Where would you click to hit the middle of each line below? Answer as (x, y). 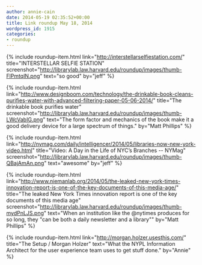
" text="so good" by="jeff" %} (77, 76)
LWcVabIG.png (25, 120)
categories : (21, 34)
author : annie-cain (31, 12)
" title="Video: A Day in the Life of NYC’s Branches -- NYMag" (109, 150)
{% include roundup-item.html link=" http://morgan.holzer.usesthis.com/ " (96, 237)
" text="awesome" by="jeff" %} (83, 163)
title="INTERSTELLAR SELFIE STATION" (55, 63)
